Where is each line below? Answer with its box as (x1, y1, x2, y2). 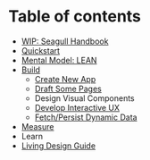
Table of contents (8, 6, 142, 27)
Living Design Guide (21, 140, 96, 151)
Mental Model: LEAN (21, 55, 97, 65)
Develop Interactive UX (34, 102, 121, 113)
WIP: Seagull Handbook (21, 36, 109, 46)
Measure (21, 121, 54, 131)
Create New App (34, 73, 96, 84)
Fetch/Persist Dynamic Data (34, 112, 137, 122)
